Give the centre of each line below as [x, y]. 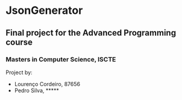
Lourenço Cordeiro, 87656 [47, 84]
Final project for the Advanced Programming [91, 33]
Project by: [19, 72]
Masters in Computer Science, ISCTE [61, 59]
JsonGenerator [44, 11]
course [19, 42]
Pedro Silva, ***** [37, 90]
